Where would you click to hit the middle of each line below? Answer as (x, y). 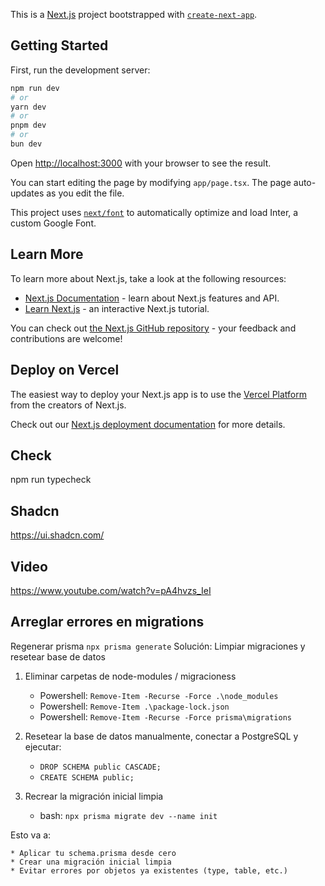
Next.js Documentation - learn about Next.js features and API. (152, 298)
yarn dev (28, 107)
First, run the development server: (80, 70)
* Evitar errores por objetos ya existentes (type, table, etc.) (149, 870)
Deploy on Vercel (65, 370)
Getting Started (59, 45)
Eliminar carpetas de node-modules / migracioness (130, 676)
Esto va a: (31, 835)
